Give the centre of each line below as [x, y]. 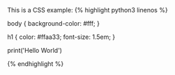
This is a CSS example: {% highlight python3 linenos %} [88, 10]
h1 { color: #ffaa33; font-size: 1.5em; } [61, 37]
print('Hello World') [35, 50]
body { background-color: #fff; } [53, 23]
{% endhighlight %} [36, 64]
